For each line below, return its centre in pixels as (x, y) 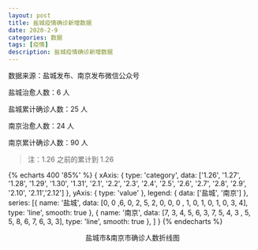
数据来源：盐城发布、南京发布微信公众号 (74, 75)
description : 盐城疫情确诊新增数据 (60, 52)
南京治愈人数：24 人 (41, 126)
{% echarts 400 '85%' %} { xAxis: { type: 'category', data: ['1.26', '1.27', (125, 175)
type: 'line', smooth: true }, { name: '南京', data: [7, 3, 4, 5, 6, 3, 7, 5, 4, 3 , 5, (129, 213)
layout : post (30, 15)
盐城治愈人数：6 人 (39, 92)
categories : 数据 (36, 37)
